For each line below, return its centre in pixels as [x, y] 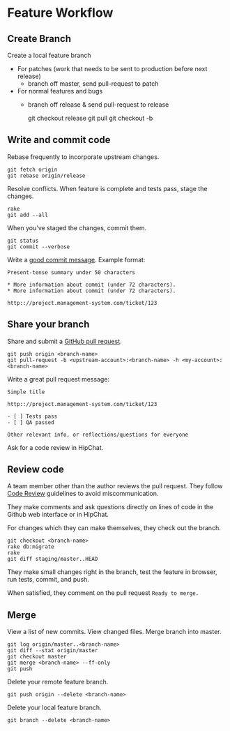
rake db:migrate [31, 547]
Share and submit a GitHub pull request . [64, 341]
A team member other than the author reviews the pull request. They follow [115, 486]
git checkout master [37, 657]
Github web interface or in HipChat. [58, 515]
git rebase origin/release [46, 176]
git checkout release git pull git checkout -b [90, 118]
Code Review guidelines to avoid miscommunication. [83, 494]
